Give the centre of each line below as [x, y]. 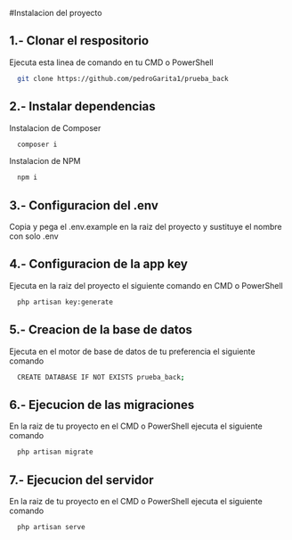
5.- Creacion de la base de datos [101, 330]
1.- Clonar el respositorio [79, 41]
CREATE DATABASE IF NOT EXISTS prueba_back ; [101, 377]
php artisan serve [52, 527]
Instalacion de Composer [55, 127]
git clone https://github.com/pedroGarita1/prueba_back [123, 78]
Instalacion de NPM [45, 161]
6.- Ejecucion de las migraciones [102, 405]
